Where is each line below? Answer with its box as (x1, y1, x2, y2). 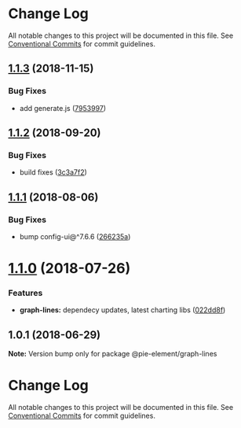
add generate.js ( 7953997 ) (19, 103, 107, 113)
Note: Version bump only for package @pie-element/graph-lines (8, 349, 217, 359)
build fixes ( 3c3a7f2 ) (19, 168, 88, 177)
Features (8, 288, 43, 299)
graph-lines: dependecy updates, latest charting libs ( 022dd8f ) (19, 305, 226, 315)
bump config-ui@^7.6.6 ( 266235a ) (19, 232, 131, 241)
